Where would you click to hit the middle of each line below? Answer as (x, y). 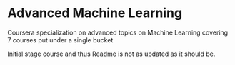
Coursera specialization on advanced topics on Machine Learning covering (118, 32)
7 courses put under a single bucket (60, 40)
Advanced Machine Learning (95, 13)
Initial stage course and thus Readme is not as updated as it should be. (111, 54)
